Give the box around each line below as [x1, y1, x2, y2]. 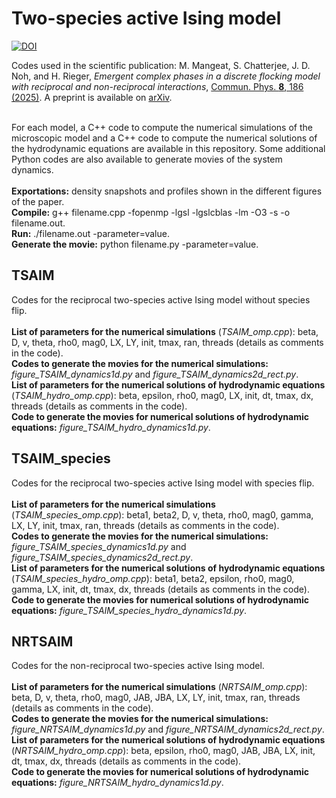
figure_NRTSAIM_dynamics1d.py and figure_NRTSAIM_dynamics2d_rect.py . [11, 723, 325, 736]
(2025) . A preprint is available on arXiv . [11, 91, 173, 103]
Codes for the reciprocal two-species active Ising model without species [11, 293, 311, 306]
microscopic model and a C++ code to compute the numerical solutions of [11, 132, 318, 144]
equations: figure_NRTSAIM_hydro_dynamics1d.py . [11, 777, 224, 789]
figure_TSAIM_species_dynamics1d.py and [11, 540, 187, 552]
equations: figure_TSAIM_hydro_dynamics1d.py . [11, 421, 211, 433]
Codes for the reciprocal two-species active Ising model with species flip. [11, 477, 315, 489]
